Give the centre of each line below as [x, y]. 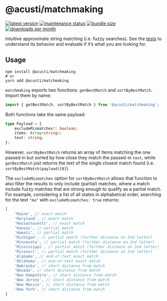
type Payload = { [24, 124]
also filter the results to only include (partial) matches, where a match [78, 183]
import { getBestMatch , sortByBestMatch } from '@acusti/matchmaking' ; [82, 105]
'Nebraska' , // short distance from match [60, 266]
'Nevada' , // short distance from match [57, 271]
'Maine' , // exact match [40, 214]
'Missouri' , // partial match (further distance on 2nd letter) [83, 252]
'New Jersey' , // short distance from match [62, 280]
